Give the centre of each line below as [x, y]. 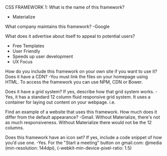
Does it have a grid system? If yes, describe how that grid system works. [80, 91]
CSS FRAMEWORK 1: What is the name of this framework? [65, 7]
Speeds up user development [43, 56]
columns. [15, 128]
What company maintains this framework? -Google [57, 26]
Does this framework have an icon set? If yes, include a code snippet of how [83, 137]
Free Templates [28, 46]
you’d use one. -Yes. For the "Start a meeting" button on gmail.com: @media [83, 143]
